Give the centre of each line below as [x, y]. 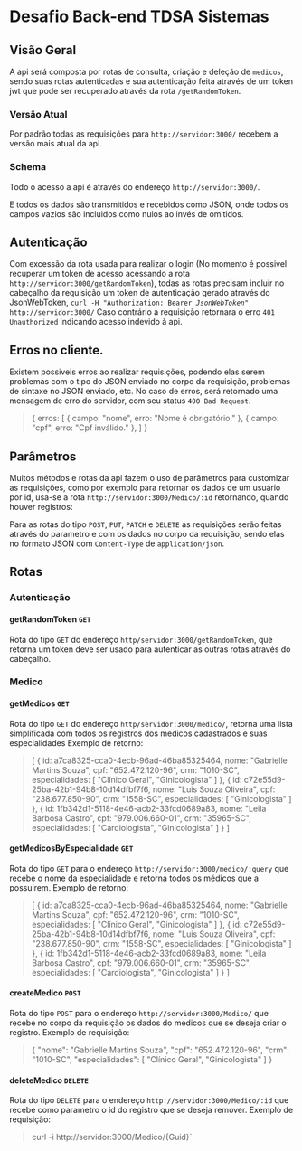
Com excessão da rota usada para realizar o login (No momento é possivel [148, 264]
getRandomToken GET [51, 619]
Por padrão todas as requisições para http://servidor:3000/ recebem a [144, 134]
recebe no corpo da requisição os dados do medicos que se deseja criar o [148, 1023]
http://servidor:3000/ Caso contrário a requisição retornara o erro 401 [142, 312]
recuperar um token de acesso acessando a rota [99, 274]
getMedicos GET [39, 703]
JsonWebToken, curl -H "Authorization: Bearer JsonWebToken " [129, 302]
